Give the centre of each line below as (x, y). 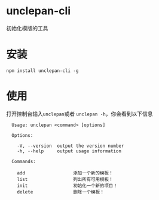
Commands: (24, 161)
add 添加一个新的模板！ (65, 173)
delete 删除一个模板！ (61, 192)
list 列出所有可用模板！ (65, 179)
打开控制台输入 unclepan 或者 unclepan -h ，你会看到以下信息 (79, 114)
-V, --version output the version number (71, 146)
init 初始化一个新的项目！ (67, 186)
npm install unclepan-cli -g (42, 71)
